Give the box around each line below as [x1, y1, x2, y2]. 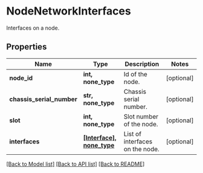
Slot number [123, 112, 159, 120]
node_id [9, 74, 33, 82]
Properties [6, 42, 47, 52]
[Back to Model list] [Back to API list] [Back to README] [6, 160, 145, 168]
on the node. [123, 145, 160, 153]
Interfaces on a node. [6, 24, 60, 31]
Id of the [123, 70, 148, 78]
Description [124, 59, 159, 68]
